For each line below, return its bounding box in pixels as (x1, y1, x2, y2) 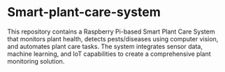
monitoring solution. (7, 57, 65, 65)
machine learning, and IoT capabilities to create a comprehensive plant (7, 50, 211, 58)
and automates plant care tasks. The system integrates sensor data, (7, 42, 203, 50)
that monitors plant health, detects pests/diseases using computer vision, (7, 34, 219, 43)
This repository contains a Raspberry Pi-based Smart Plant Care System (7, 27, 215, 36)
